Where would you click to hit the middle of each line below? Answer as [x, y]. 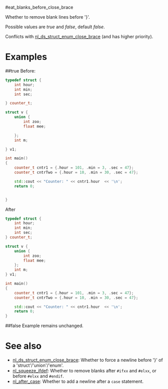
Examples [26, 57]
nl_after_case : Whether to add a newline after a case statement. [78, 381]
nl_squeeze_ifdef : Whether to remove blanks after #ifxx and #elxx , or [85, 371]
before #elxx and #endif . [38, 376]
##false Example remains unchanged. [45, 326]
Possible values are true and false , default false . [55, 27]
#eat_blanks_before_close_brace [39, 7]
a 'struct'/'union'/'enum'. [38, 365]
